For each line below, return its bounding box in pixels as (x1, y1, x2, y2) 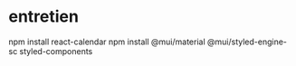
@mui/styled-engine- (206, 36, 287, 47)
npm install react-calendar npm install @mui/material (8, 36, 205, 47)
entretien (8, 6, 79, 27)
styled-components (19, 45, 93, 56)
